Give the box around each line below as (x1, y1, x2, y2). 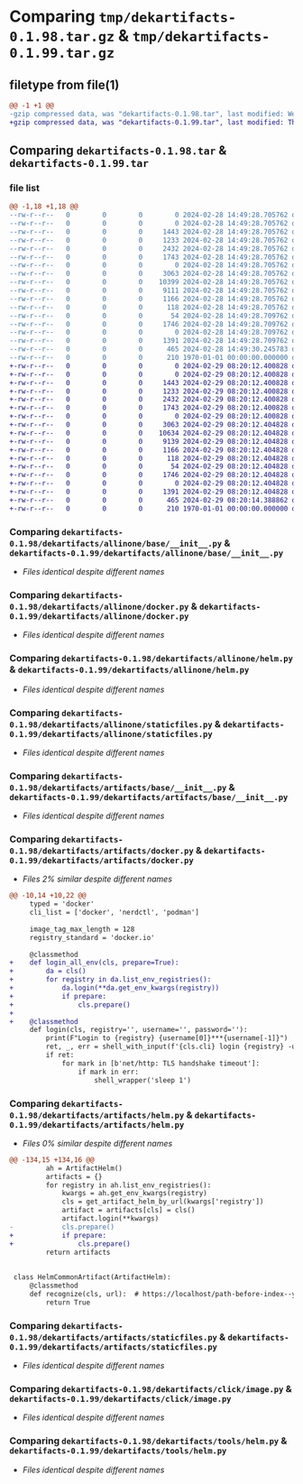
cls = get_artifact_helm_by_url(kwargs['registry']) (61, 1197, 264, 1206)
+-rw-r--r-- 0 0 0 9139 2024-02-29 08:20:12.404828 (9, 437, 289, 446)
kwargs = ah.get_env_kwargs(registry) (61, 1189, 207, 1198)
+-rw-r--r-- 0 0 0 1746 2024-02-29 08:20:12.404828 (9, 471, 289, 480)
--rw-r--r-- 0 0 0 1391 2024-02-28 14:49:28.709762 (9, 336, 289, 346)
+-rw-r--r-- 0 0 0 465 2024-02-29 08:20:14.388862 (9, 495, 289, 504)
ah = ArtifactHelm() (45, 1164, 124, 1173)
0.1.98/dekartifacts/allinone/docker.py (9, 602, 189, 612)
